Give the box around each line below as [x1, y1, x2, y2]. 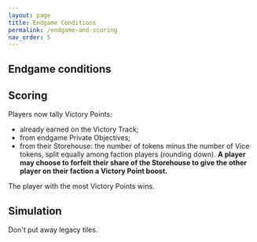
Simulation [8, 204, 62, 218]
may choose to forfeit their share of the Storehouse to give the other [19, 158, 248, 168]
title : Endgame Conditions [8, 19, 97, 27]
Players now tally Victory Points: [8, 110, 112, 119]
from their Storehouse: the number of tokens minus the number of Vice [19, 142, 250, 151]
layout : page [8, 11, 51, 20]
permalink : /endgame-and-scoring [8, 26, 118, 34]
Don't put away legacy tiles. [8, 225, 98, 235]
